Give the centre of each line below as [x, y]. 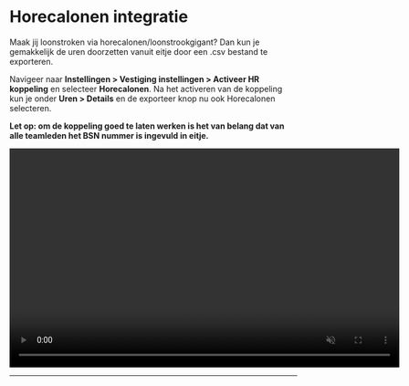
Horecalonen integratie [99, 17]
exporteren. [31, 61]
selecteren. [31, 108]
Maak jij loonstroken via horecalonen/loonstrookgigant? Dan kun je [135, 42]
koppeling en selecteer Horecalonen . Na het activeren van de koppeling [146, 89]
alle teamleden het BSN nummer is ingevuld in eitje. [109, 135]
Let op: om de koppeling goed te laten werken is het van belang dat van [147, 126]
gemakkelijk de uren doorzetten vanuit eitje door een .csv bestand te [139, 51]
